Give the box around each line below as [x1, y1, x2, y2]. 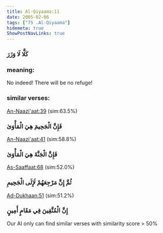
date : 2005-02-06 [6, 14, 49, 20]
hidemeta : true [6, 25, 44, 31]
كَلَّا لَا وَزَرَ [6, 50, 29, 58]
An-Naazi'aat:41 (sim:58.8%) [6, 135, 76, 142]
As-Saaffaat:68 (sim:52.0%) [6, 163, 75, 171]
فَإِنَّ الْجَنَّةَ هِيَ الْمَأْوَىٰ [6, 150, 58, 158]
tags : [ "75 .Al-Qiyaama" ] [6, 19, 70, 25]
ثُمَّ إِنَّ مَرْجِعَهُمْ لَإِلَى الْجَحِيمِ [6, 178, 72, 186]
